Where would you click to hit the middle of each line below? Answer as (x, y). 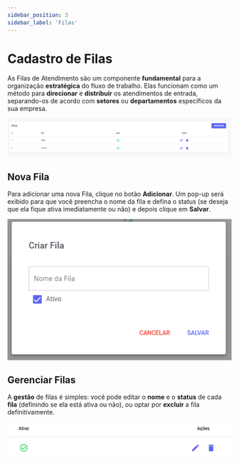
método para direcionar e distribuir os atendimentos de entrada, (103, 93)
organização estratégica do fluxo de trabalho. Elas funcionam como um (113, 86)
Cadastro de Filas (60, 59)
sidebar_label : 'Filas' (43, 22)
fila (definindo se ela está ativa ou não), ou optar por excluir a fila (103, 405)
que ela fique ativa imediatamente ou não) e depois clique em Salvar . (109, 209)
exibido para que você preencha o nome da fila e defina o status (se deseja (118, 202)
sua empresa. (27, 109)
